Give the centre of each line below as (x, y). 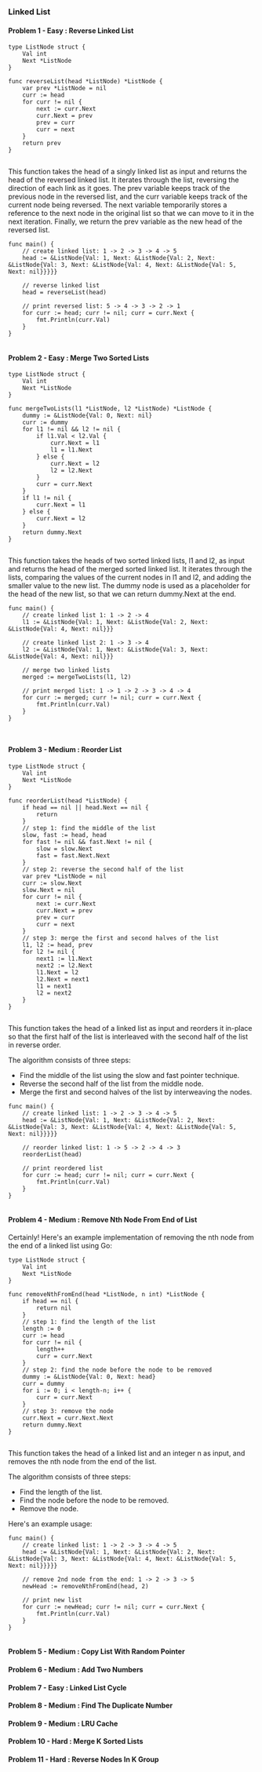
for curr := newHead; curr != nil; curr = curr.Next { (114, 1607)
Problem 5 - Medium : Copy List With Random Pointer (97, 1652)
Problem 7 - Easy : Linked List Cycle (67, 1687)
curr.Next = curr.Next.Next (68, 1418)
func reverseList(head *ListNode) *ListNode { (86, 82)
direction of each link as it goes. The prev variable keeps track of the (119, 188)
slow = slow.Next (64, 849)
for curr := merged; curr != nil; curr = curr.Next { (112, 698)
